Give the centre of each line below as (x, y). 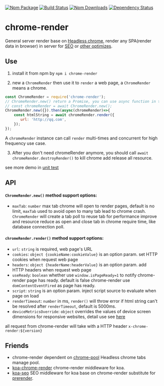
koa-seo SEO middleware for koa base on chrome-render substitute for (84, 373)
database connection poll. (38, 227)
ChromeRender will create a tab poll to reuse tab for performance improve (84, 216)
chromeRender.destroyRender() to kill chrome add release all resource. (82, 158)
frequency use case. (26, 143)
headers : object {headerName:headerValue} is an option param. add (79, 265)
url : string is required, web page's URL (52, 249)
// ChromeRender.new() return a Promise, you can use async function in (81, 101)
